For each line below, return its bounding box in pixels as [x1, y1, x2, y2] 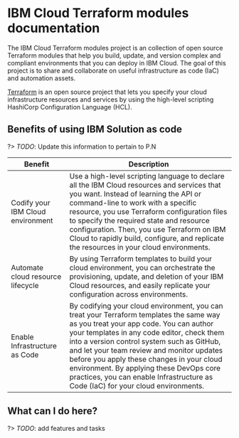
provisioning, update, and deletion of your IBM [69, 272, 224, 282]
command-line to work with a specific [69, 198, 197, 208]
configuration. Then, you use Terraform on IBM [69, 224, 226, 234]
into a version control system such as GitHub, [69, 336, 221, 346]
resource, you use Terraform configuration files [69, 206, 228, 216]
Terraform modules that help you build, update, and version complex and [7, 51, 221, 60]
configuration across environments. [69, 289, 188, 299]
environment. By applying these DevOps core [69, 363, 221, 373]
